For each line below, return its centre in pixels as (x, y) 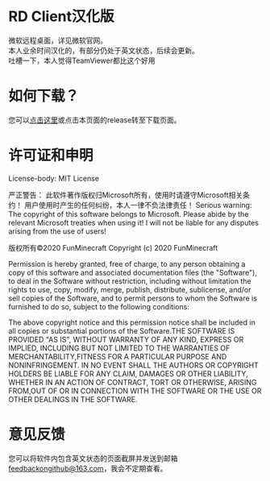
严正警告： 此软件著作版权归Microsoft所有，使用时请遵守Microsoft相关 (126, 195)
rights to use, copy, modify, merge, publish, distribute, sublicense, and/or (130, 289)
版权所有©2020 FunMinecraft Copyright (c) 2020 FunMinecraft (113, 247)
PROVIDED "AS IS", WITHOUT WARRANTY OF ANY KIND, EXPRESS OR (126, 339)
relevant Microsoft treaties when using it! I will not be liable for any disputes (134, 222)
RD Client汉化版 (61, 17)
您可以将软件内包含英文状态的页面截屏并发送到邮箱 (93, 458)
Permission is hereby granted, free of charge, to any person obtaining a (127, 263)
